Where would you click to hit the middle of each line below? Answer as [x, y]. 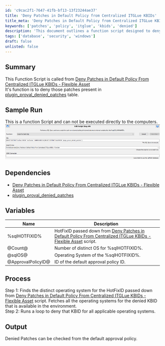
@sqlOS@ [17, 255]
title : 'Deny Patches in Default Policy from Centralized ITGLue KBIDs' [81, 15]
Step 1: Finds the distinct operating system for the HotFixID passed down [79, 291]
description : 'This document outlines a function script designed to [78, 31]
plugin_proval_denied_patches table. [42, 94]
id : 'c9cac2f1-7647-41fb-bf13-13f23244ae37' [51, 10]
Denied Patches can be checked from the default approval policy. [71, 339]
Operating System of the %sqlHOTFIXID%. [97, 255]
